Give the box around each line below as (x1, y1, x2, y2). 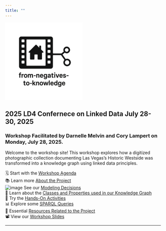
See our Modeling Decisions (24, 185, 82, 191)
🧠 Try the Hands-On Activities (5, 195, 66, 201)
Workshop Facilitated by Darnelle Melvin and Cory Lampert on (5, 132, 158, 139)
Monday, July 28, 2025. (5, 138, 63, 145)
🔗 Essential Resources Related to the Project (5, 208, 95, 214)
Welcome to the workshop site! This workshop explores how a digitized (5, 150, 151, 156)
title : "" (5, 8, 26, 13)
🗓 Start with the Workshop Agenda (5, 170, 77, 176)
